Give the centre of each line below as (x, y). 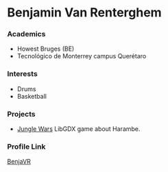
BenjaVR (19, 162)
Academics (26, 34)
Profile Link (26, 147)
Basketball (32, 96)
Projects (21, 114)
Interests (22, 74)
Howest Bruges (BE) (46, 49)
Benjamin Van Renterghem (85, 13)
